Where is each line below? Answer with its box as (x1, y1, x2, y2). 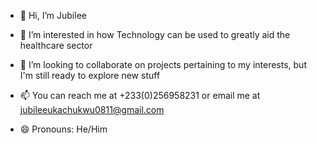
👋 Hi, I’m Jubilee (19, 10, 87, 21)
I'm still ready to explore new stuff (19, 70, 161, 81)
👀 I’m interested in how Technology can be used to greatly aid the (19, 29, 291, 40)
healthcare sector (19, 40, 93, 51)
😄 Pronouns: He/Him (19, 123, 108, 135)
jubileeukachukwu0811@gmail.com (19, 104, 165, 115)
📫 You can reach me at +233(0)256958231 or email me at (19, 90, 261, 101)
